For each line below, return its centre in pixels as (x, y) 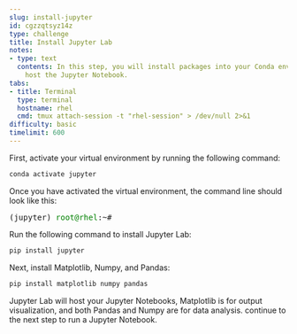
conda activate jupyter (53, 174)
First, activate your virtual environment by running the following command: (145, 158)
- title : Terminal (43, 91)
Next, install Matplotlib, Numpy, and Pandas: (90, 268)
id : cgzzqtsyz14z (41, 26)
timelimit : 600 (37, 133)
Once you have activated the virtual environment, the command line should (146, 190)
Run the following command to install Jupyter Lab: (100, 234)
